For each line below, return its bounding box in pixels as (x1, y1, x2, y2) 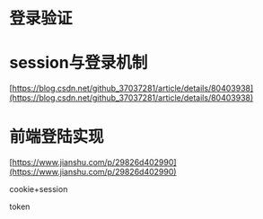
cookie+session (9, 184, 68, 195)
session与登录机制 (9, 53, 148, 73)
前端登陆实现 (9, 127, 105, 147)
